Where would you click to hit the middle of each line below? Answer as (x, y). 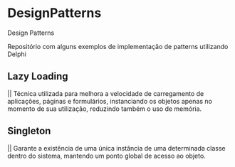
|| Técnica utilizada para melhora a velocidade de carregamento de (106, 93)
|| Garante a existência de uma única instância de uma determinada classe (116, 148)
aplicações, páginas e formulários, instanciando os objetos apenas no (110, 101)
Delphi (17, 54)
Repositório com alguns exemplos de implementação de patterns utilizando (118, 46)
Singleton (29, 131)
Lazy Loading (38, 76)
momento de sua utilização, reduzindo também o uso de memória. (105, 109)
